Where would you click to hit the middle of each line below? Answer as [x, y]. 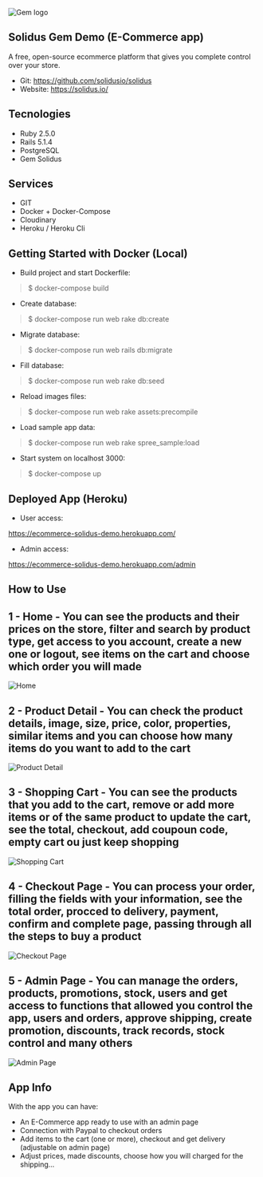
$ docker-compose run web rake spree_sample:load [114, 443]
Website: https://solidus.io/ [64, 89]
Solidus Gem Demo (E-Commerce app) [106, 37]
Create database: [48, 304]
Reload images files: [53, 397]
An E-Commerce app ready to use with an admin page [109, 1122]
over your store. [35, 65]
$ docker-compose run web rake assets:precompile [113, 412]
